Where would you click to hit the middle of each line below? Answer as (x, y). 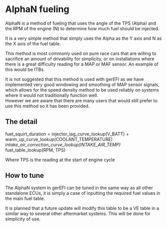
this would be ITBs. (25, 69)
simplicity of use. (23, 219)
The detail (21, 122)
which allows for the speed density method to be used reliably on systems (82, 90)
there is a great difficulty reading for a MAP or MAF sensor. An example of (82, 64)
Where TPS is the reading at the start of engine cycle (60, 160)
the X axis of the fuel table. (33, 43)
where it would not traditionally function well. (52, 95)
